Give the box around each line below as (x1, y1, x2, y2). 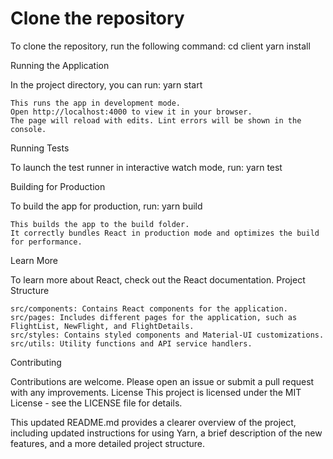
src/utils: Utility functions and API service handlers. (10, 338, 253, 349)
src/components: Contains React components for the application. (10, 303, 288, 314)
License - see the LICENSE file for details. (10, 397, 183, 409)
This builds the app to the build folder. (10, 219, 190, 229)
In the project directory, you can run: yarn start (10, 78, 203, 91)
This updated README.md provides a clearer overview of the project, (10, 416, 297, 428)
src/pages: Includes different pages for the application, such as (10, 312, 298, 322)
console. (10, 124, 47, 134)
